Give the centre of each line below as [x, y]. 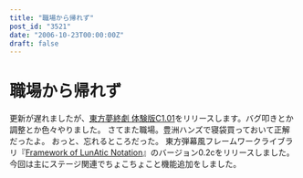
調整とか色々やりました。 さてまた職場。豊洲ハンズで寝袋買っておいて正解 [150, 130]
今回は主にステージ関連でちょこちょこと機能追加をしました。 [125, 164]
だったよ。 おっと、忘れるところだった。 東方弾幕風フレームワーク [136, 141]
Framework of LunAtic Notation [84, 152]
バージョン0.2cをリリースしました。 [226, 152]
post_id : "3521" [40, 26]
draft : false [34, 43]
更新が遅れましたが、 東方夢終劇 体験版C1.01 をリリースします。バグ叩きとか [151, 119]
